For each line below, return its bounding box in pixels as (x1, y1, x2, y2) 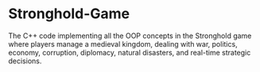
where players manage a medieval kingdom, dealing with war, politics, (8, 39, 238, 48)
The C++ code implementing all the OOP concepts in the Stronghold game (8, 31, 252, 40)
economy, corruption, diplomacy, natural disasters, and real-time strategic (8, 47, 251, 57)
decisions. (8, 56, 42, 66)
